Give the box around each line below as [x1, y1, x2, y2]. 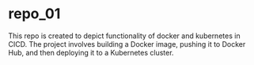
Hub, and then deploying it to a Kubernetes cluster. [8, 48, 174, 57]
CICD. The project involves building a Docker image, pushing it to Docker [8, 39, 246, 48]
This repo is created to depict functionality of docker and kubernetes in [8, 31, 241, 40]
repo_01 [8, 5, 61, 23]
